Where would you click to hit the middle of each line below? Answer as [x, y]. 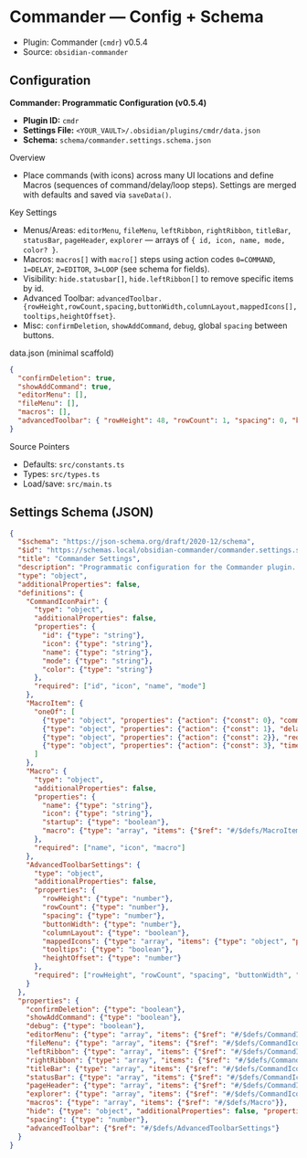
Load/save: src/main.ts [67, 483]
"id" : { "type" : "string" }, [94, 636]
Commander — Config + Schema [137, 17]
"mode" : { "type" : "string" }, [98, 661]
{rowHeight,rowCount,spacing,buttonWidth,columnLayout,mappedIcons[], [160, 307]
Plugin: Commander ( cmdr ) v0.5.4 [85, 42]
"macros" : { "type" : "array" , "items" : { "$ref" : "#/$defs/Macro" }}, [157, 1103]
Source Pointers [40, 446]
